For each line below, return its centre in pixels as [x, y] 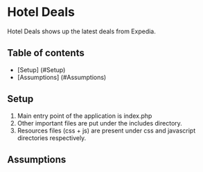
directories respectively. [52, 138]
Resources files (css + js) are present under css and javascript [106, 130]
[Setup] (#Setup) [41, 69]
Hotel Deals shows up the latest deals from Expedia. [81, 31]
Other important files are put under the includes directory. [99, 123]
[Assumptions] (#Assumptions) [62, 77]
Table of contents [46, 53]
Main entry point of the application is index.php [85, 116]
